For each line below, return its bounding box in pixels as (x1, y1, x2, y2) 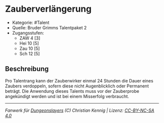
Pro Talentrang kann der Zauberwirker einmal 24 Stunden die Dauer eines (5, 78, 154, 83)
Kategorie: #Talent (12, 20, 50, 25)
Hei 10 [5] (19, 40, 39, 46)
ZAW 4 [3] (19, 35, 41, 41)
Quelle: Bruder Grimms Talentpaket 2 (12, 24, 87, 30)
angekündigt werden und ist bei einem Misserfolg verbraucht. (5, 93, 129, 99)
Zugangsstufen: (12, 30, 44, 36)
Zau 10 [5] (19, 45, 40, 51)
